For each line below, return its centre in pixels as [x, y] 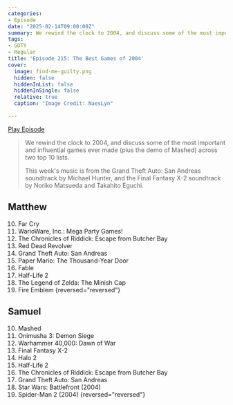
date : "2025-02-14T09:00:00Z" [52, 26]
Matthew [28, 207]
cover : [17, 65]
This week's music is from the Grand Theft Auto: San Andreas [113, 171]
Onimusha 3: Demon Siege [56, 335]
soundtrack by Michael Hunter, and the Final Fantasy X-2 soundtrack [123, 178]
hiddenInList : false [44, 84]
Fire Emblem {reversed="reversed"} [69, 290]
